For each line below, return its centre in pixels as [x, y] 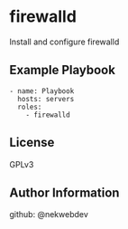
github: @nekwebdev [49, 215]
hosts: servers [46, 99]
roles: [30, 107]
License [32, 143]
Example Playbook [62, 70]
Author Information [64, 192]
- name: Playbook [42, 91]
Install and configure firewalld [64, 42]
